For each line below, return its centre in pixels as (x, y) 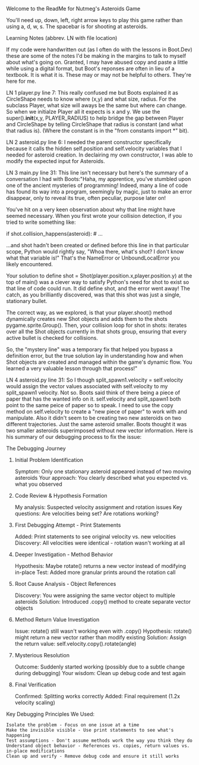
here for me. (21, 81)
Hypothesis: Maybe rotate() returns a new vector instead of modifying (100, 566)
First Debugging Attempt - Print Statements (68, 525)
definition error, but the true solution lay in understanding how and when (95, 356)
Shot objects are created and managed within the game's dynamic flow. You (99, 362)
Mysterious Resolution (42, 655)
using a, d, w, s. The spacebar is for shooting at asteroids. (77, 26)
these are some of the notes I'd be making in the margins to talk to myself (96, 56)
